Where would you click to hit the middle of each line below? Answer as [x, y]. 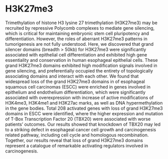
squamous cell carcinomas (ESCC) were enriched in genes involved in [78, 87]
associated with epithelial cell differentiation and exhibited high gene [76, 55]
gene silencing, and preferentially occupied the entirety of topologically [79, 70]
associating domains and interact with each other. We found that [72, 76]
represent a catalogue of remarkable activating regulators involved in [77, 145]
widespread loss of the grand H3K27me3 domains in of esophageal [75, 82]
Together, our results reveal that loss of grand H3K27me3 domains [74, 140]
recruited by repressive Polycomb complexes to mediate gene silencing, [80, 28]
